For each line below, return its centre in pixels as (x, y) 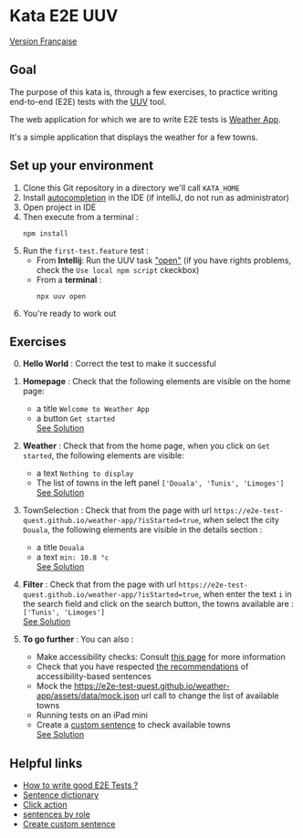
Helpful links (46, 763)
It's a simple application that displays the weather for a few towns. (134, 137)
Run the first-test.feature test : (85, 250)
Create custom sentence (69, 824)
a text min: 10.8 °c (73, 557)
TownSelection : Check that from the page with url (117, 510)
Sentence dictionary (61, 795)
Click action (45, 805)
